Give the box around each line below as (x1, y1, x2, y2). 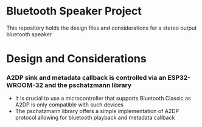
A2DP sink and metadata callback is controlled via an (6, 74, 167, 82)
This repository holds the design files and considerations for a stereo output (6, 24, 197, 31)
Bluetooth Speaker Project (6, 4, 142, 18)
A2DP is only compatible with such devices (15, 101, 124, 108)
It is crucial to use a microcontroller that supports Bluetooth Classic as (15, 95, 191, 102)
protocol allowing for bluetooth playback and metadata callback (15, 114, 175, 122)
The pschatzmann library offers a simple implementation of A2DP (15, 108, 179, 115)
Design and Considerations (6, 52, 147, 66)
